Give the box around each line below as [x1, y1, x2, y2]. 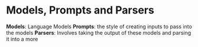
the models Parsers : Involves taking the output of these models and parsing [6, 29, 191, 36]
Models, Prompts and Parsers [6, 4, 155, 17]
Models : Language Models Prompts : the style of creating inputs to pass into [6, 23, 192, 30]
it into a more [6, 35, 38, 42]
